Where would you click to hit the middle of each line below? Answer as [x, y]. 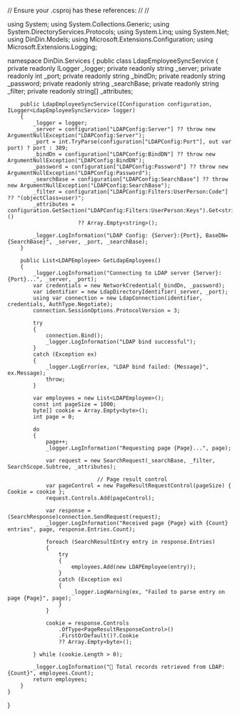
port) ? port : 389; [38, 148]
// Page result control [132, 479]
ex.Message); [27, 373]
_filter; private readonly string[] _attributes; [70, 91]
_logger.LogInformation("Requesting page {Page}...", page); [139, 448]
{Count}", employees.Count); [51, 673]
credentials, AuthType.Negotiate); [60, 304]
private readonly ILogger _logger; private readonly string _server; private [114, 68]
